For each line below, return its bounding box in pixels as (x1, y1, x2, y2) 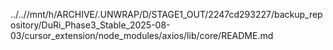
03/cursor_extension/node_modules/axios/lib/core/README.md (10, 30, 274, 41)
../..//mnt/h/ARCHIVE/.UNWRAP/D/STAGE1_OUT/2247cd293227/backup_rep (10, 9, 323, 20)
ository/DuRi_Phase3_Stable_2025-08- (10, 19, 171, 31)
